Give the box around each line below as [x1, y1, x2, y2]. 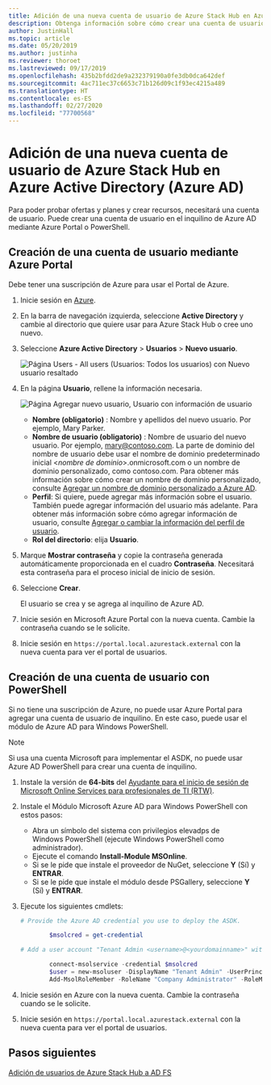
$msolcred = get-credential [49, 931, 144, 940]
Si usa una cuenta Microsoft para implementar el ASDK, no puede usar [8, 753, 244, 762]
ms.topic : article [8, 34, 70, 43]
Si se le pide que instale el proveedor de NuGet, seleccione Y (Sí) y [31, 860, 256, 870]
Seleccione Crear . [19, 582, 81, 593]
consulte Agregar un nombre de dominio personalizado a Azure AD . [31, 483, 257, 493]
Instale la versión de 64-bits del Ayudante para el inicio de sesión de [19, 777, 249, 787]
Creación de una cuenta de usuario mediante [8, 245, 240, 259]
